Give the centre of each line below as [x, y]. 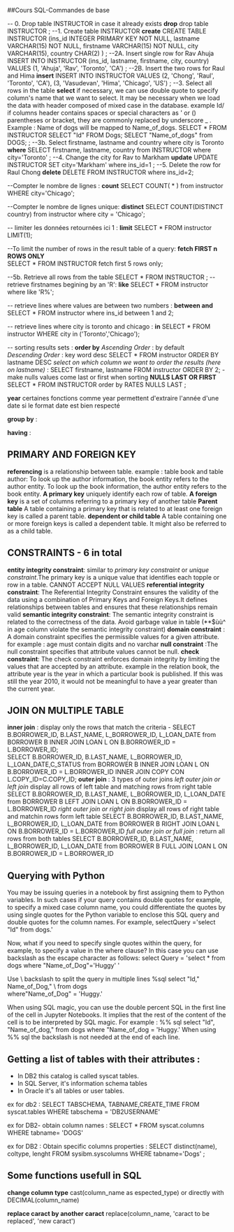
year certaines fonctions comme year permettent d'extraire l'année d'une [113, 398]
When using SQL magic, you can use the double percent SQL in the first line [117, 1008]
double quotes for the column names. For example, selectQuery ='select [111, 922]
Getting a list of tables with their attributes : [104, 1059]
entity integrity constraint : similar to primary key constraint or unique [108, 570]
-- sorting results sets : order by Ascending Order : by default [96, 348]
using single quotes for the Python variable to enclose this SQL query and [113, 915]
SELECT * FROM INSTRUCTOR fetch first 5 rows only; [85, 264]
